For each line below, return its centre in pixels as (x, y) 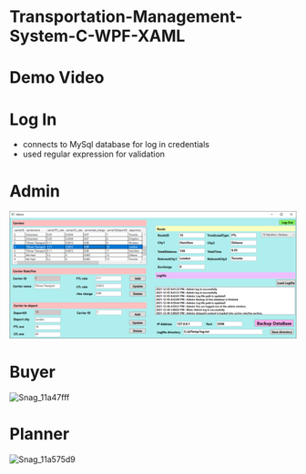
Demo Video (57, 78)
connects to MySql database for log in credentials (116, 145)
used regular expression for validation (94, 154)
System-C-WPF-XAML (97, 36)
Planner (40, 434)
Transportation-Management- (126, 17)
